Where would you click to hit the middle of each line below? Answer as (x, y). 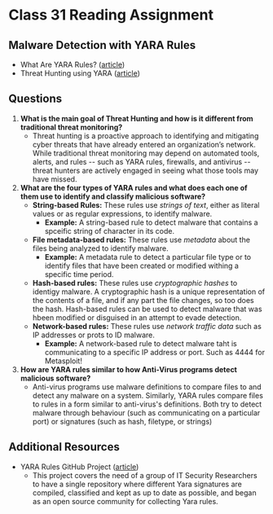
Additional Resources (64, 447)
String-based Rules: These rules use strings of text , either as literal (146, 204)
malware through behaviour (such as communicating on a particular (146, 412)
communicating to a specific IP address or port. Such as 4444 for (154, 352)
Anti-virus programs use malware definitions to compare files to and (147, 387)
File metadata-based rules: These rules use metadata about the (141, 239)
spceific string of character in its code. (110, 231)
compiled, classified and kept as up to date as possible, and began (144, 492)
